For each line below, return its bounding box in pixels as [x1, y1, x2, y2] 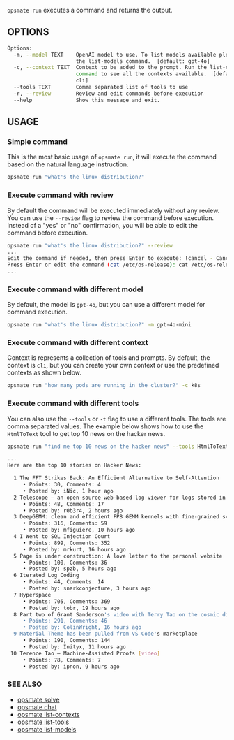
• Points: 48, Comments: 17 [22, 500, 104, 507]
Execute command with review [7, 190, 114, 200]
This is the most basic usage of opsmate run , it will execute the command [7, 153, 217, 161]
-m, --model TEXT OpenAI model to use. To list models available [13, 51, 217, 58]
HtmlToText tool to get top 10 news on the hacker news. [7, 429, 166, 437]
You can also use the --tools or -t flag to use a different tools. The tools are [7, 414, 226, 423]
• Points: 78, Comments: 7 [22, 656, 101, 663]
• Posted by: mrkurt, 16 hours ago [22, 546, 127, 553]
